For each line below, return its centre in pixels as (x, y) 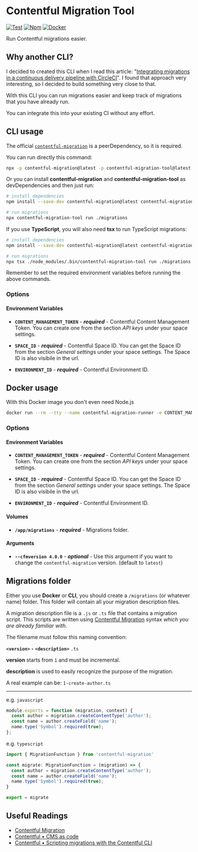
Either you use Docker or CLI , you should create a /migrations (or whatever (98, 595)
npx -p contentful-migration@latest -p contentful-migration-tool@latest (99, 168)
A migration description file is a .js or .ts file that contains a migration (92, 613)
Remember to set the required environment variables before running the (93, 273)
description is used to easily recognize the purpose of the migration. (90, 671)
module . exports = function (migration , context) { (70, 710)
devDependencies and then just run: (50, 185)
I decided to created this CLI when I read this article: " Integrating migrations (98, 71)
